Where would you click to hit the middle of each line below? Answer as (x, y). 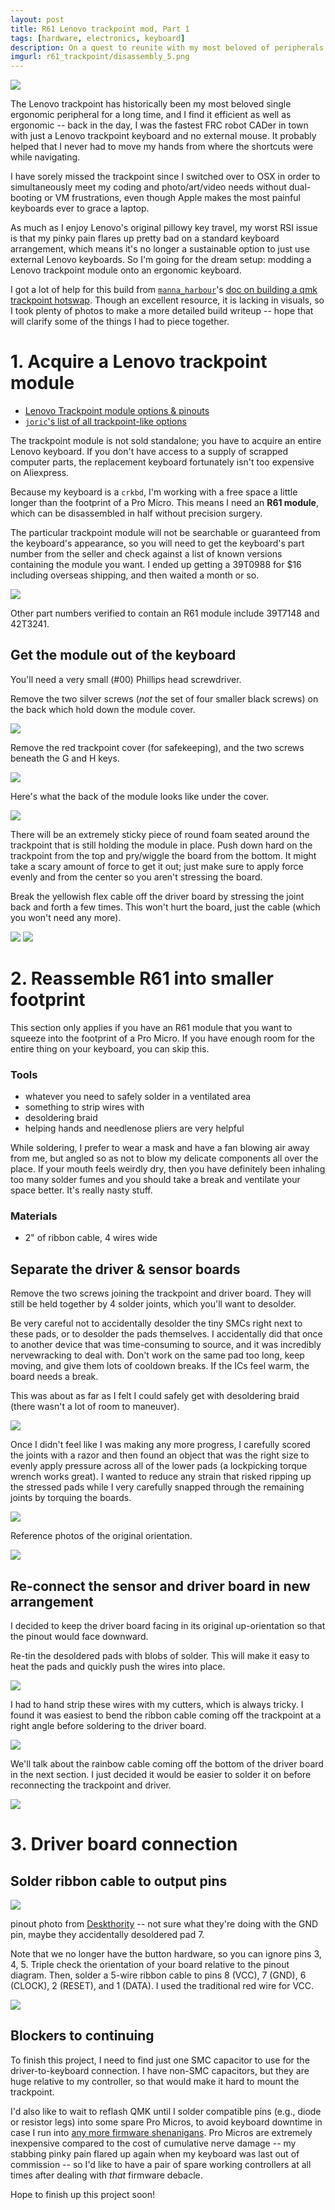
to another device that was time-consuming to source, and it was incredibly (166, 1345)
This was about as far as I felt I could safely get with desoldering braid (155, 1396)
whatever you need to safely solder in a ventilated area (138, 1097)
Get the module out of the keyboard (123, 655)
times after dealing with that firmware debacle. (106, 2175)
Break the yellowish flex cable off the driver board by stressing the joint (157, 896)
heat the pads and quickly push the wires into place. (118, 1667)
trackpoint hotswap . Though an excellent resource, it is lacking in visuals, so (167, 300)
